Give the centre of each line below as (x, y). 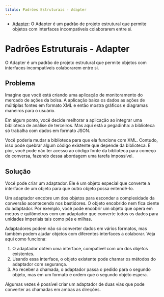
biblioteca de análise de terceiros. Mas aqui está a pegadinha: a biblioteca (80, 126)
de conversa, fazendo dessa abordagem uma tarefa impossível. (69, 156)
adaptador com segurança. (40, 264)
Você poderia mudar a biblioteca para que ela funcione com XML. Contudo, (82, 140)
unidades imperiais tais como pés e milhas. (49, 219)
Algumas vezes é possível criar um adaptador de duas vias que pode (75, 284)
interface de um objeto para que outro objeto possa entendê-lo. (69, 189)
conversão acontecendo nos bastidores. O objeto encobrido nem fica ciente (82, 203)
